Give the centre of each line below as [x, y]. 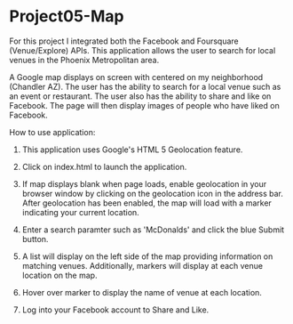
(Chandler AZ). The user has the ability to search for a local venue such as [145, 86]
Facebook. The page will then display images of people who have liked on [144, 105]
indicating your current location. [80, 212]
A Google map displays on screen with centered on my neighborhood [136, 77]
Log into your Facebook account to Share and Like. [115, 310]
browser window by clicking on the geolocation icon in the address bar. [153, 193]
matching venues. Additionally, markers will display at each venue [143, 265]
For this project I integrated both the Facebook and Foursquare [124, 41]
